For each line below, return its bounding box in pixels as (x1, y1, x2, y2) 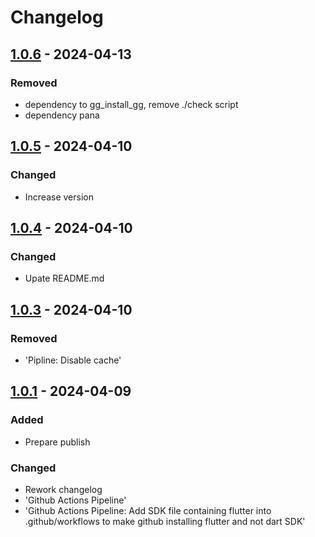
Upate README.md (24, 272, 105, 285)
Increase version (24, 191, 94, 203)
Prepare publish (24, 436, 91, 448)
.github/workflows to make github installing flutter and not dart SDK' (24, 515, 306, 527)
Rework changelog (24, 483, 103, 495)
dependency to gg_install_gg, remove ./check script (24, 98, 239, 110)
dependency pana (24, 109, 100, 121)
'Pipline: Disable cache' (24, 354, 122, 366)
